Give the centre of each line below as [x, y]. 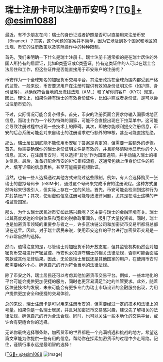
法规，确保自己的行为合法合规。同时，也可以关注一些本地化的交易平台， [81, 316]
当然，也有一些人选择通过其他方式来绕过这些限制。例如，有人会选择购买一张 [81, 177]
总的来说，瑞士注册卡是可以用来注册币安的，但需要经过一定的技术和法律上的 [81, 304]
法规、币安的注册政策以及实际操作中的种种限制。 [54, 47]
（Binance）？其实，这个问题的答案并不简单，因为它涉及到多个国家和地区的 [81, 41]
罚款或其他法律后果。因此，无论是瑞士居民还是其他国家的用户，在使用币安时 [81, 259]
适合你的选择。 [37, 322]
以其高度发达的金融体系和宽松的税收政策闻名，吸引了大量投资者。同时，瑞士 [81, 218]
